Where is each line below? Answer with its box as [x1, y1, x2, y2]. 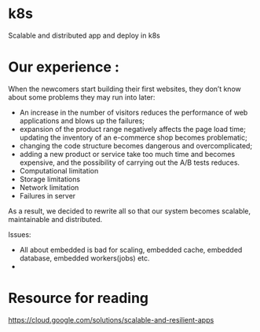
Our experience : [8, 58, 120, 76]
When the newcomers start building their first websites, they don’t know [8, 84, 241, 93]
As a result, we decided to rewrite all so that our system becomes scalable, [8, 206, 251, 216]
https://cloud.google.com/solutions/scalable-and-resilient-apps [8, 315, 214, 324]
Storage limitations [19, 174, 81, 184]
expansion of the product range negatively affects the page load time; [19, 124, 246, 133]
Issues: [8, 229, 31, 239]
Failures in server [19, 191, 76, 200]
